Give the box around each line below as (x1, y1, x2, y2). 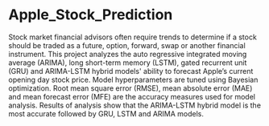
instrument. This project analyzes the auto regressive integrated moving (8, 49, 247, 59)
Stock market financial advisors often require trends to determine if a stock (8, 32, 258, 42)
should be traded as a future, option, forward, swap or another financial (8, 40, 246, 50)
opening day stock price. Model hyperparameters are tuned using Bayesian (8, 75, 259, 84)
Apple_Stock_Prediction (8, 6, 173, 24)
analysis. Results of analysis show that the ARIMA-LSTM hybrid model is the (8, 100, 262, 110)
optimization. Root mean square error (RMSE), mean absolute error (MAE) (8, 83, 253, 93)
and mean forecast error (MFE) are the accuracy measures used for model (8, 91, 256, 101)
